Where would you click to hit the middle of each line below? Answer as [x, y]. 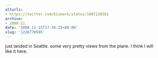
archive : [14, 19]
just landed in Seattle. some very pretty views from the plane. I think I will [79, 46]
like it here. [16, 51]
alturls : [14, 10]
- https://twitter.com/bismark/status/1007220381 [57, 14]
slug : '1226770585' [25, 32]
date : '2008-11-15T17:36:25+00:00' [42, 28]
